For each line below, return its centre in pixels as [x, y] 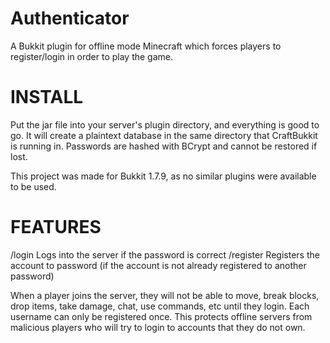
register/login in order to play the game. [92, 56]
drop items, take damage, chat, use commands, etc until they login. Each [160, 306]
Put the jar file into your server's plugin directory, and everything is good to [165, 124]
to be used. [33, 186]
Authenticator [70, 18]
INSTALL [47, 97]
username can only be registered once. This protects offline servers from [161, 316]
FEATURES [56, 227]
